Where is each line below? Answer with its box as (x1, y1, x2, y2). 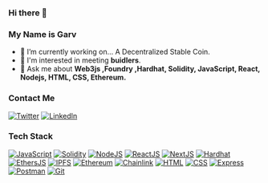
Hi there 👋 (8, 7, 48, 18)
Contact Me (8, 92, 55, 104)
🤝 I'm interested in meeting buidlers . (19, 55, 141, 65)
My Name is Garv (8, 28, 77, 39)
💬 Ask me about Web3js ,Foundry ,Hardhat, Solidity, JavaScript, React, (19, 64, 261, 74)
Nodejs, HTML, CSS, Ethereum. (19, 72, 127, 83)
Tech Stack (8, 131, 54, 142)
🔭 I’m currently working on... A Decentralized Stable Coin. (19, 47, 210, 57)
